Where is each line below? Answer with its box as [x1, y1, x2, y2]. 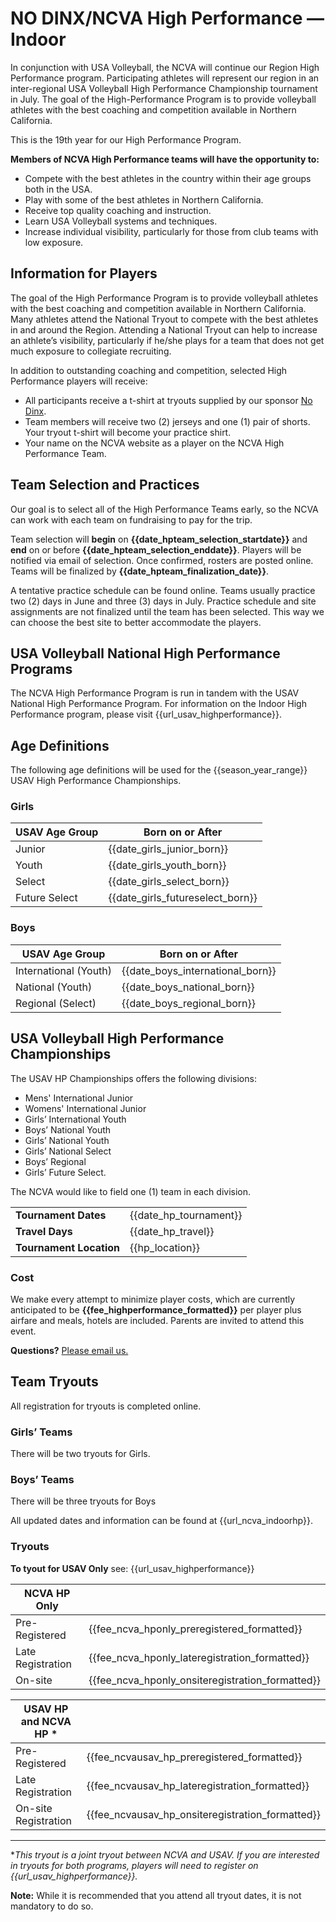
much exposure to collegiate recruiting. [10, 345, 172, 357]
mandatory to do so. [10, 1900, 94, 1912]
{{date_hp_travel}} [129, 1224, 215, 1238]
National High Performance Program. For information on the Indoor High [10, 698, 307, 710]
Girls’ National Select [24, 1145, 112, 1157]
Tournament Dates [15, 1208, 107, 1222]
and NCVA [20, 1714, 72, 1728]
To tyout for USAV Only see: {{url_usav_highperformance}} [10, 1562, 255, 1574]
